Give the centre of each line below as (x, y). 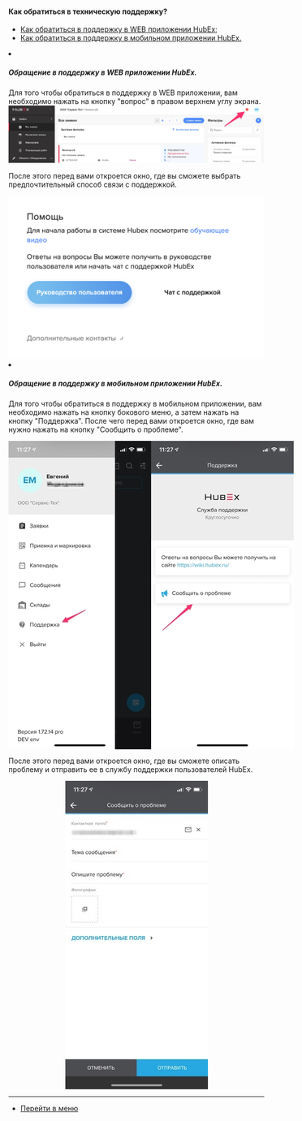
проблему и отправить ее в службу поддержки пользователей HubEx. (131, 770)
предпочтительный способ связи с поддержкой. (93, 184)
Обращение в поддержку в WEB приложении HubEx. (103, 72)
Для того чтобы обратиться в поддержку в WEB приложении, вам (123, 93)
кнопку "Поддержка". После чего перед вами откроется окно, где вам (131, 421)
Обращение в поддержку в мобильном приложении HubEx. (116, 383)
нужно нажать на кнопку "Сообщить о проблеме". (96, 429)
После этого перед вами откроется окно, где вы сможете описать (124, 761)
